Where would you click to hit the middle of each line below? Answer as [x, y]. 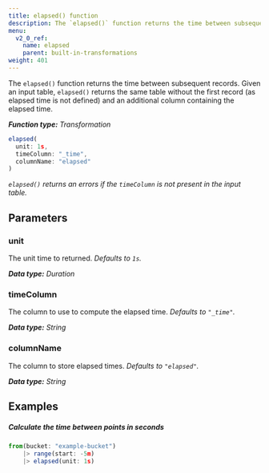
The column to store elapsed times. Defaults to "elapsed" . [104, 366]
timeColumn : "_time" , [52, 154]
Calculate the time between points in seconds [86, 427]
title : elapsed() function [53, 16]
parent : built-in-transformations [80, 53]
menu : [17, 30]
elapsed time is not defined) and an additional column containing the [121, 100]
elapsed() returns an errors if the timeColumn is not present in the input [125, 184]
